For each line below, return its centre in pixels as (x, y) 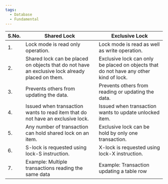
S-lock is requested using (56, 147)
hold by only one (118, 133)
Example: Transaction (124, 165)
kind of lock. (113, 77)
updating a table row (123, 171)
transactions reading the (54, 168)
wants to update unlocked (129, 112)
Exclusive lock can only (126, 59)
